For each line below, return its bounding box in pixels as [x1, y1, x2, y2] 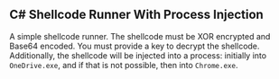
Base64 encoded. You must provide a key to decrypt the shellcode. [9, 40, 260, 51]
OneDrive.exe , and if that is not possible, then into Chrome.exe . [9, 59, 238, 70]
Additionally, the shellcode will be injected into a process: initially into [9, 49, 267, 61]
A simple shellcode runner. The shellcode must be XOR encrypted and [9, 31, 271, 41]
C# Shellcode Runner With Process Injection [9, 7, 264, 22]
